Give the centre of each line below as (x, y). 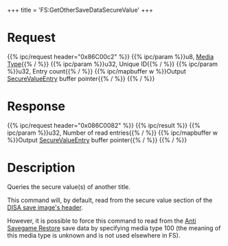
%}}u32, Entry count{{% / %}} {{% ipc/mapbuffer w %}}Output (97, 71)
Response (36, 107)
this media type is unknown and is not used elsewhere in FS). (94, 235)
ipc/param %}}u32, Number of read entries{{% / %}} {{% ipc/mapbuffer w (113, 133)
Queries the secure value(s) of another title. (69, 187)
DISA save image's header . (45, 207)
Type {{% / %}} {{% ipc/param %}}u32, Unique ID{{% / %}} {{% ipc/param (113, 64)
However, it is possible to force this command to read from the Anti (102, 221)
